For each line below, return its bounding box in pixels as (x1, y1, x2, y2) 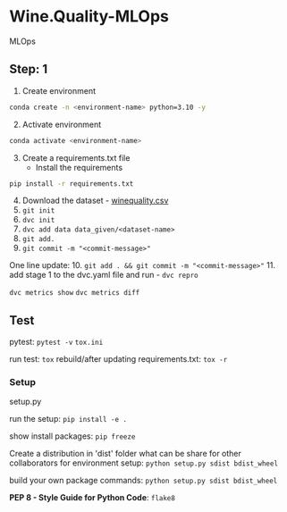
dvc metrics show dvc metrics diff (9, 289, 140, 298)
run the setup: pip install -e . (9, 414, 128, 424)
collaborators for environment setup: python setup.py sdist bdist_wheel (9, 457, 279, 468)
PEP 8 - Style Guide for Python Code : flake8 (9, 492, 176, 503)
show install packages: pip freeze (9, 431, 136, 441)
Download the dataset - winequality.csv (21, 195, 169, 206)
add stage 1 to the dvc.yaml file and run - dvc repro (9, 270, 198, 281)
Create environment (21, 85, 97, 96)
